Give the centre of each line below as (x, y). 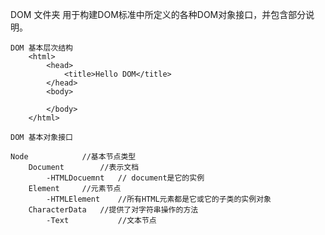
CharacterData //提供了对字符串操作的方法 (113, 210)
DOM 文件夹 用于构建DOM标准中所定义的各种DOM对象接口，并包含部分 (158, 14)
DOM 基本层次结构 (41, 48)
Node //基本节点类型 (73, 157)
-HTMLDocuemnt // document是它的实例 (125, 178)
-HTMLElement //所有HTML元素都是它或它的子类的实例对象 (159, 199)
